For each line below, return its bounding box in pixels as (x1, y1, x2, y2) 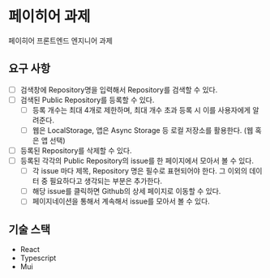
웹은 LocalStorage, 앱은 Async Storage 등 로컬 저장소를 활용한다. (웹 (32, 125, 254, 135)
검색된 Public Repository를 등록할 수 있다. (19, 95, 155, 105)
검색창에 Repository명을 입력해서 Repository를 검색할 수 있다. (19, 84, 218, 94)
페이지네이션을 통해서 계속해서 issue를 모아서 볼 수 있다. (32, 196, 211, 207)
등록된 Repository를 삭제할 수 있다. (19, 146, 132, 155)
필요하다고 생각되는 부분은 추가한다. (49, 176, 163, 186)
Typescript (19, 253, 57, 263)
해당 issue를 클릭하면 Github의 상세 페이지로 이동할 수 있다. (32, 186, 221, 196)
